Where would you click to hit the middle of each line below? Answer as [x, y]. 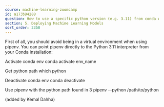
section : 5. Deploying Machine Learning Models [54, 23]
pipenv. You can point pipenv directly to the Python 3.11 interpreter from [77, 47]
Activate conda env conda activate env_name [51, 62]
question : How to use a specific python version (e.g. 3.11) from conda [81, 19]
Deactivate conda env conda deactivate [45, 81]
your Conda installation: [29, 52]
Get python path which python [36, 71]
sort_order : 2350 [23, 28]
